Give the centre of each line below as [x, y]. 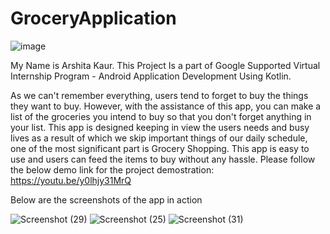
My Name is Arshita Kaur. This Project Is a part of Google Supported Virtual [165, 65]
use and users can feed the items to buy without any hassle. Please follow [163, 159]
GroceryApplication [93, 18]
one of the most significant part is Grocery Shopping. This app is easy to [160, 148]
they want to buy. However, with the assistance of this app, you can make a [166, 106]
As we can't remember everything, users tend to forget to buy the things [159, 95]
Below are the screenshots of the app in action [106, 199]
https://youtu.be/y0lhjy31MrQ [71, 180]
